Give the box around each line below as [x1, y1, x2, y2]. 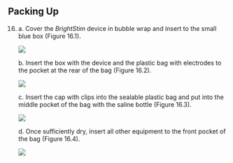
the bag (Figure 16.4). [17, 134, 80, 143]
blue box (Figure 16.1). [17, 32, 81, 40]
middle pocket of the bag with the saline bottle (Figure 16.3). [17, 100, 192, 108]
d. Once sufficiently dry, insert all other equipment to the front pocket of [17, 126, 226, 136]
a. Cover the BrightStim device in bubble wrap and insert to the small [17, 24, 217, 32]
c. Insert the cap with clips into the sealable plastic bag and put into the [17, 93, 225, 101]
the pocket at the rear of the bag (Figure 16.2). [17, 66, 152, 74]
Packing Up [8, 6, 59, 18]
